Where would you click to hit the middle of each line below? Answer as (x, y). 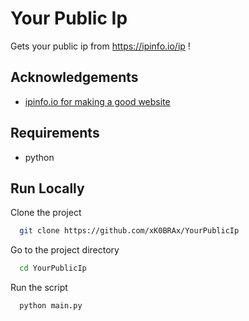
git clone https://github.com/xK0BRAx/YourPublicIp (129, 231)
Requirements (55, 133)
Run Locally (47, 188)
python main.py (51, 306)
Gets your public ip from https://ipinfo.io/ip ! (100, 46)
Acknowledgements (74, 77)
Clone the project (46, 213)
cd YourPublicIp (53, 268)
